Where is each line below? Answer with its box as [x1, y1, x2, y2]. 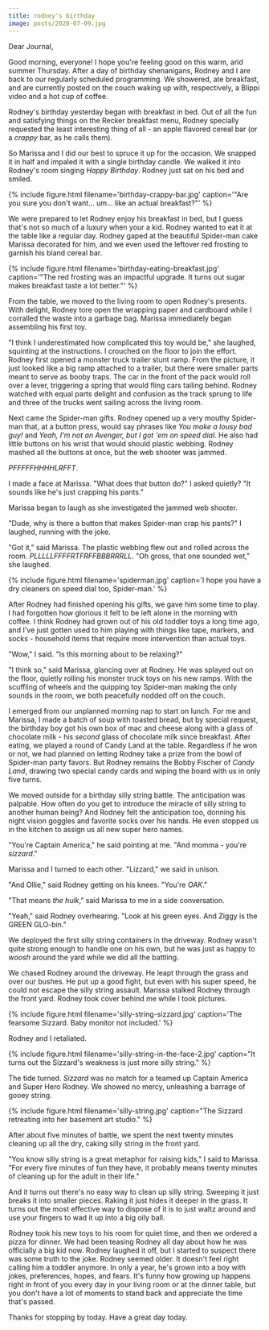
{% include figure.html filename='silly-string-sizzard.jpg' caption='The [8, 1009, 243, 1019]
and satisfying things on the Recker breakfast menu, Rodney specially [8, 115, 239, 125]
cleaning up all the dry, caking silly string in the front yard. [8, 1138, 201, 1148]
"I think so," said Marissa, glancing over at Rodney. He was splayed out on [8, 665, 254, 674]
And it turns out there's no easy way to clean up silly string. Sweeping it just [8, 1187, 259, 1196]
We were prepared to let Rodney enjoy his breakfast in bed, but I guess [8, 213, 243, 223]
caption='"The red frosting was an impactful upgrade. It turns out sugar [8, 271, 246, 282]
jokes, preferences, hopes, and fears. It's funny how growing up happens [8, 1270, 251, 1281]
